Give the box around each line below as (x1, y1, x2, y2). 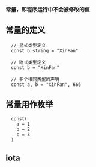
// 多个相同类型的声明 (11, 76, 59, 82)
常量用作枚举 (5, 99, 53, 110)
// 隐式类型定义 (11, 59, 46, 65)
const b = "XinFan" (11, 64, 60, 71)
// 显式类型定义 (11, 42, 46, 49)
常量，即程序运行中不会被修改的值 (5, 6, 90, 13)
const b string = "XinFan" (11, 47, 79, 53)
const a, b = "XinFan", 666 (11, 81, 82, 88)
